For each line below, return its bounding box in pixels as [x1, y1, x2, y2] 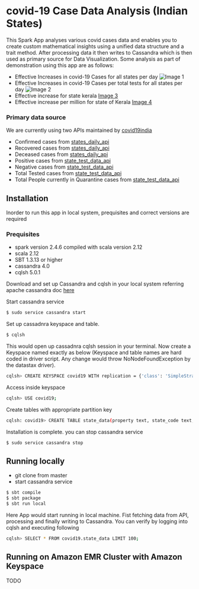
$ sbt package [6, 495, 41, 501]
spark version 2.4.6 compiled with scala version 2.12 [14, 243, 143, 251]
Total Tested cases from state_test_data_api [14, 170, 122, 177]
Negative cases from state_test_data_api [14, 163, 114, 170]
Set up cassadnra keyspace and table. [6, 321, 99, 328]
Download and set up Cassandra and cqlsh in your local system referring [6, 280, 184, 287]
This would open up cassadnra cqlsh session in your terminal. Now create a [6, 343, 191, 350]
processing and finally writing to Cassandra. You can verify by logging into [6, 518, 188, 525]
